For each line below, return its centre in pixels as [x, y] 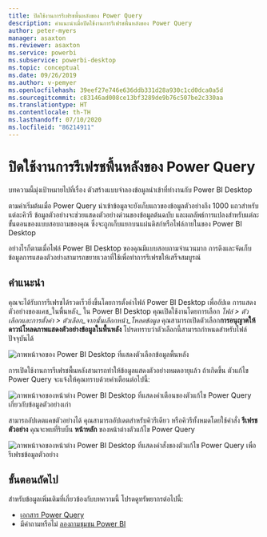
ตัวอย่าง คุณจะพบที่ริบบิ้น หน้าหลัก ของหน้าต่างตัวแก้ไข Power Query [102, 429]
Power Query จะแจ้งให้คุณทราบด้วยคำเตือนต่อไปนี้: [79, 379]
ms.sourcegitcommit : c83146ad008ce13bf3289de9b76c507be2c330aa [116, 98]
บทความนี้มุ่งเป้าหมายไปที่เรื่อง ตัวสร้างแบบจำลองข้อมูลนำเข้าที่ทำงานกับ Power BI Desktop [130, 190]
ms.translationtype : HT [48, 105]
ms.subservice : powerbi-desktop [62, 61]
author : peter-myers [43, 30]
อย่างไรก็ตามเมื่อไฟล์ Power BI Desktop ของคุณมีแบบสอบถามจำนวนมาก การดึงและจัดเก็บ [130, 248]
